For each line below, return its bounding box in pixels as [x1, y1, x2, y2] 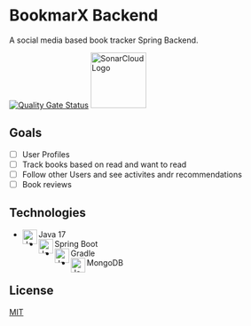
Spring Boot [54, 238, 98, 249]
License [9, 283, 54, 298]
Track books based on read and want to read [21, 159, 187, 170]
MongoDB [86, 257, 124, 267]
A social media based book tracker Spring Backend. [9, 35, 199, 45]
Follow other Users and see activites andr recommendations [21, 169, 242, 179]
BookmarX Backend [9, 5, 159, 26]
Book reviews [21, 179, 73, 189]
